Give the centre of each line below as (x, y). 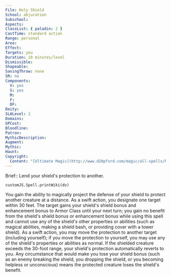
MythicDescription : (26, 138)
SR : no (12, 76)
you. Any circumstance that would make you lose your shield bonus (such (83, 254)
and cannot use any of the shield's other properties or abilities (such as (80, 221)
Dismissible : (19, 62)
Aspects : (15, 24)
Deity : (12, 109)
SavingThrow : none (25, 72)
